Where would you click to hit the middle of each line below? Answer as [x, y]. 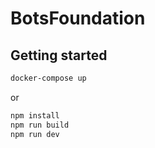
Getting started [59, 55]
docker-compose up [48, 78]
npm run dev [35, 134]
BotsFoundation [78, 18]
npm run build [40, 125]
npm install [35, 115]
